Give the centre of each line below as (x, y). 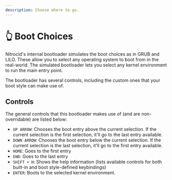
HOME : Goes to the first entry (42, 151)
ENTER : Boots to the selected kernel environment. (64, 173)
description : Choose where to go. (42, 10)
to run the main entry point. (34, 70)
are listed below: (50, 119)
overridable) (18, 119)
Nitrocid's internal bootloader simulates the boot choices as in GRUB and (82, 54)
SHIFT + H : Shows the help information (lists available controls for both (87, 162)
